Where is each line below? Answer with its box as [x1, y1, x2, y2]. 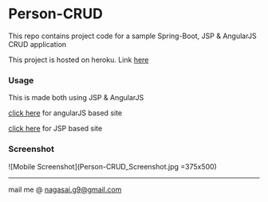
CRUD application [8, 39, 67, 49]
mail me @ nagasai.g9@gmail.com [8, 185, 122, 194]
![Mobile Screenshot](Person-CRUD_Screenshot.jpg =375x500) [8, 161, 217, 171]
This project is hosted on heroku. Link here [8, 55, 149, 64]
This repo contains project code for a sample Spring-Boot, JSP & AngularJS [8, 31, 257, 41]
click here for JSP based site [8, 124, 103, 134]
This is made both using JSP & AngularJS [8, 93, 144, 103]
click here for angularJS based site [8, 108, 123, 118]
